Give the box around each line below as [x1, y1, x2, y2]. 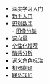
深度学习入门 [11, 5, 43, 12]
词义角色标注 [11, 57, 43, 64]
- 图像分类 [11, 27, 37, 34]
